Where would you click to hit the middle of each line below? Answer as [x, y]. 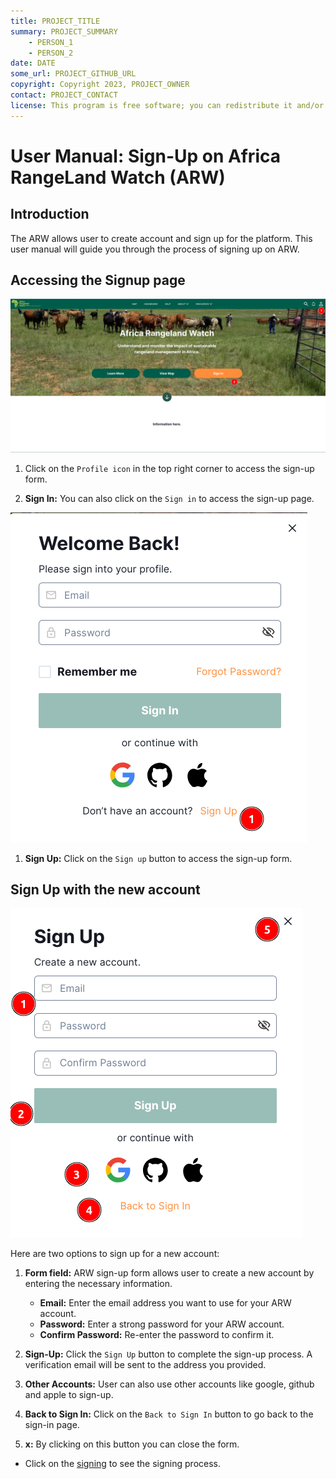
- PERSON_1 [51, 42]
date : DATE [33, 63]
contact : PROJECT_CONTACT [64, 95]
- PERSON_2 [51, 53]
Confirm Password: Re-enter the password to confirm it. [157, 1335]
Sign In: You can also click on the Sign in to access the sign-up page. [169, 498]
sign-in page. [52, 1425]
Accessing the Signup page [98, 280]
